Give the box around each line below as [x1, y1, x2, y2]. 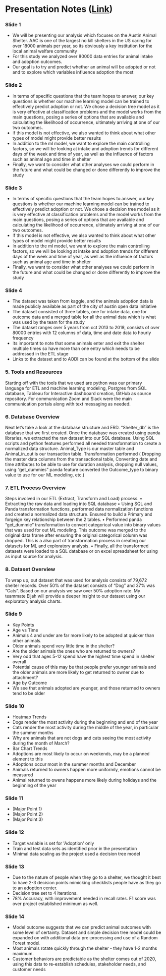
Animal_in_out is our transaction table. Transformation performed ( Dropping [5, 451, 161, 457]
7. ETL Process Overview [5, 484, 66, 491]
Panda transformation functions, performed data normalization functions [5, 506, 154, 512]
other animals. [12, 637, 42, 643]
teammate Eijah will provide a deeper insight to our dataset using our [5, 593, 145, 599]
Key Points [12, 622, 35, 628]
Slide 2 [5, 82, 22, 89]
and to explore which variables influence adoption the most [12, 69, 134, 75]
